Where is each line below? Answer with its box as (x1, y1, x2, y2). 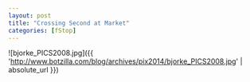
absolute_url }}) (8, 65, 60, 75)
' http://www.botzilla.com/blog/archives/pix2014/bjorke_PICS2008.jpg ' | (8, 57, 243, 66)
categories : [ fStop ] (8, 26, 77, 34)
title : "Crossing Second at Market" (8, 19, 130, 27)
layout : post (8, 11, 52, 20)
